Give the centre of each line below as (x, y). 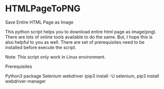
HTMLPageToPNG (43, 9)
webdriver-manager (26, 81)
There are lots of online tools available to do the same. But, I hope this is (79, 37)
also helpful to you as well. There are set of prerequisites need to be (75, 42)
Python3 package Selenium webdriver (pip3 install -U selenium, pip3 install (82, 76)
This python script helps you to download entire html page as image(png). (81, 31)
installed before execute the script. (41, 47)
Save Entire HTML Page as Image (39, 22)
